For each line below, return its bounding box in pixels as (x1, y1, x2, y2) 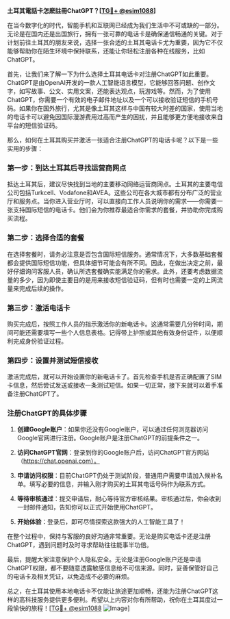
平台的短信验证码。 (7, 121, 62, 129)
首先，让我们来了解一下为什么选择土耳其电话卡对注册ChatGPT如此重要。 (7, 70, 213, 78)
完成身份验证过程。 (12, 337, 67, 345)
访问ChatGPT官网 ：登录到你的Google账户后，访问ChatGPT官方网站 (16, 449, 209, 457)
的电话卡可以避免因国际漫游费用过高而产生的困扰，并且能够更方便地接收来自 (7, 113, 223, 121)
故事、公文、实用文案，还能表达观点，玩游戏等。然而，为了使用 (30, 87, 211, 95)
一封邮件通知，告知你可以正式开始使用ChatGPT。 (16, 503, 157, 511)
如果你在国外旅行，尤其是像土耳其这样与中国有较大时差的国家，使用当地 (18, 104, 223, 112)
